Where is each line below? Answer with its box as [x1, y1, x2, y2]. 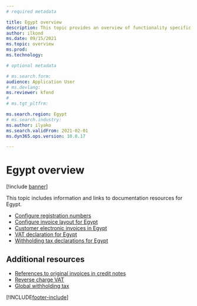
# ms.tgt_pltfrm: [6, 101, 49, 107]
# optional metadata [6, 62, 57, 68]
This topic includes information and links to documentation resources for [6, 195, 183, 202]
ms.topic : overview [6, 41, 54, 47]
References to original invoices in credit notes [14, 270, 126, 277]
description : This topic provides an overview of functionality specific [6, 25, 192, 31]
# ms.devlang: [6, 84, 41, 90]
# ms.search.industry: [6, 117, 62, 122]
